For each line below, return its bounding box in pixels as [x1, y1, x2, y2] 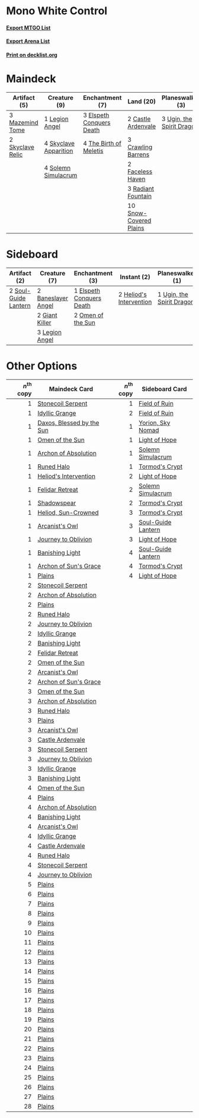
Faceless [127, 167, 153, 176]
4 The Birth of [82, 139, 121, 147]
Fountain [127, 192, 152, 200]
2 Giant [37, 311, 57, 319]
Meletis [82, 147, 104, 155]
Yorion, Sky [139, 419, 171, 427]
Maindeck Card [49, 385, 94, 393]
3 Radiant [127, 184, 154, 192]
